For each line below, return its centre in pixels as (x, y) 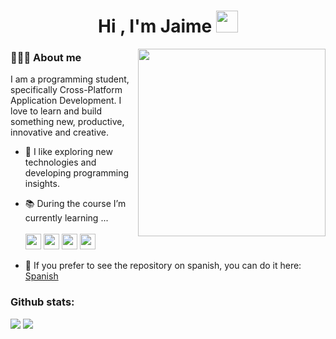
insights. (42, 184)
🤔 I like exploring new (68, 152)
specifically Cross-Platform (66, 90)
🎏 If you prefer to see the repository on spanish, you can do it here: (163, 266)
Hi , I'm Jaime (155, 26)
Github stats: (42, 302)
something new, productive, (67, 122)
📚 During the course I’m (75, 204)
